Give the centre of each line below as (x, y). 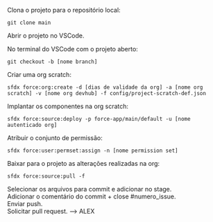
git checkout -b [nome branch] (52, 62)
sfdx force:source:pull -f (46, 176)
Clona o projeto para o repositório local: (64, 10)
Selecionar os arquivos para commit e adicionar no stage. (90, 189)
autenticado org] (32, 125)
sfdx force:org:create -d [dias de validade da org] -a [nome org (105, 87)
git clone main (29, 23)
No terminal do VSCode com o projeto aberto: (73, 49)
